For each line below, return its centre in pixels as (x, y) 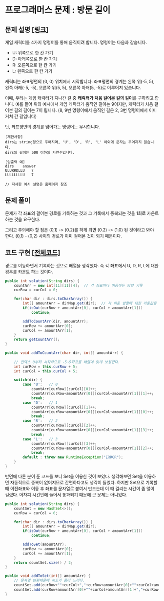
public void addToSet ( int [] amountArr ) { (48, 576)
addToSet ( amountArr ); (45, 544)
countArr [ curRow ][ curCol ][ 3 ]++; (64, 443)
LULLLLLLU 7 (20, 175)
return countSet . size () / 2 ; (43, 563)
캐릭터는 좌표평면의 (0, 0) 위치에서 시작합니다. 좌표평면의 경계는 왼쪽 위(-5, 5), (80, 81)
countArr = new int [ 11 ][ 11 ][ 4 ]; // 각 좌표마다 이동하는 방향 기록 (78, 285)
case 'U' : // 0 (40, 385)
